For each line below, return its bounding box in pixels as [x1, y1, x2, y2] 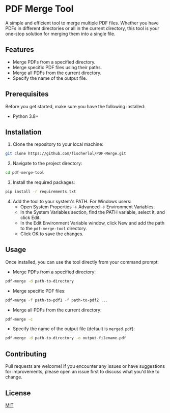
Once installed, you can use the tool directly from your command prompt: [5, 259, 159, 265]
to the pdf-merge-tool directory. [20, 226, 88, 231]
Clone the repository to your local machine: [12, 141, 103, 147]
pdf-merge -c [5, 316, 33, 322]
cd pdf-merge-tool [5, 170, 44, 175]
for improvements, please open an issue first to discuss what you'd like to [5, 369, 160, 375]
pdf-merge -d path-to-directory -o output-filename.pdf [5, 336, 126, 341]
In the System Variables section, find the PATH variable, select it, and [20, 209, 165, 215]
